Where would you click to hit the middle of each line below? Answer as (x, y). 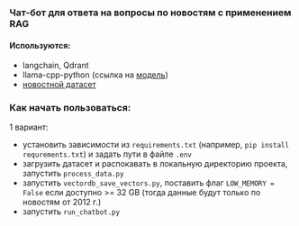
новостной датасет (59, 85)
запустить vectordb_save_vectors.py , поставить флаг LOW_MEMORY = (148, 183)
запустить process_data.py (73, 174)
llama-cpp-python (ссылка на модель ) (95, 75)
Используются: (40, 45)
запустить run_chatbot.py (71, 212)
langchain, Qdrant (55, 66)
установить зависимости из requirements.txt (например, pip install (156, 145)
